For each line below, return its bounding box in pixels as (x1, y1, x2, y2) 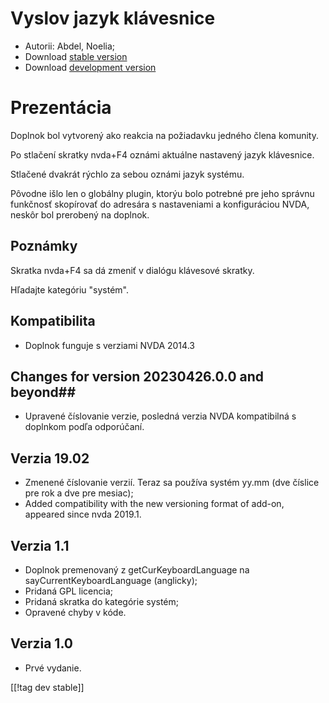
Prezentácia (10, 97, 112, 119)
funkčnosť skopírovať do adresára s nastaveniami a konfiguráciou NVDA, (10, 198, 310, 210)
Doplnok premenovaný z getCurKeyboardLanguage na (24, 563, 250, 576)
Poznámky (10, 238, 78, 255)
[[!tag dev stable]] (10, 681, 85, 693)
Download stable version (24, 50, 128, 62)
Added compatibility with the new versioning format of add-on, (24, 498, 285, 510)
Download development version (24, 61, 157, 73)
